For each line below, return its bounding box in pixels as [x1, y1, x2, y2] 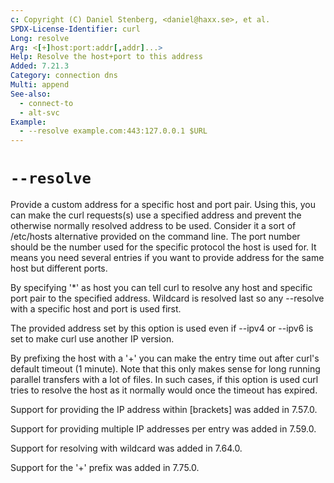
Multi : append [10, 80, 70, 90]
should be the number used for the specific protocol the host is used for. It [10, 241, 317, 253]
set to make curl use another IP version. [10, 333, 175, 345]
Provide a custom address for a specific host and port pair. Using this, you [10, 199, 317, 211]
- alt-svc [19, 107, 60, 118]
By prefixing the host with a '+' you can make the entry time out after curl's [10, 352, 320, 365]
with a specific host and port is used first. [10, 303, 182, 315]
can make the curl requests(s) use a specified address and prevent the [10, 209, 302, 221]
